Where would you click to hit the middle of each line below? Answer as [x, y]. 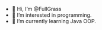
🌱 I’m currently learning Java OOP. [54, 21]
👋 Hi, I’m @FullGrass [36, 9]
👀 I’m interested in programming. [52, 15]
